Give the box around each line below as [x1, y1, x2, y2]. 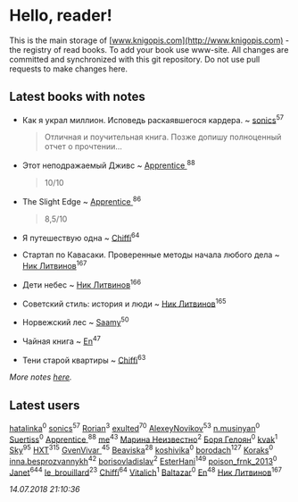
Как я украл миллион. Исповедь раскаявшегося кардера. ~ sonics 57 [21, 113, 284, 125]
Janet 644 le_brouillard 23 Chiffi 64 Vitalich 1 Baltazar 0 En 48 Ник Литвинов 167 [9, 465, 283, 478]
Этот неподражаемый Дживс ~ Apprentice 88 [21, 158, 195, 171]
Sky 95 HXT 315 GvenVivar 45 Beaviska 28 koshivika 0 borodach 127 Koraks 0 [9, 443, 274, 456]
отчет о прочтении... [44, 141, 123, 152]
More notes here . [9, 372, 73, 382]
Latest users [9, 397, 80, 413]
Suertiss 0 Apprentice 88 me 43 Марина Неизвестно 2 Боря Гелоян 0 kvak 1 [9, 432, 278, 445]
